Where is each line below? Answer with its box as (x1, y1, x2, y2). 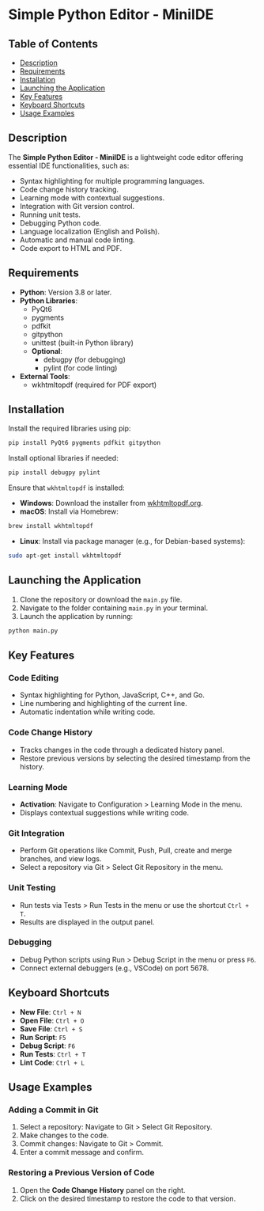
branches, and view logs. (19, 854, 102, 864)
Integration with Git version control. (19, 201, 135, 211)
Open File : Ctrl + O (19, 1015, 85, 1025)
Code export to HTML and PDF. (19, 243, 123, 252)
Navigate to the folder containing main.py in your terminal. (19, 603, 208, 613)
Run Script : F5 (19, 1032, 66, 1042)
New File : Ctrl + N (19, 1007, 81, 1016)
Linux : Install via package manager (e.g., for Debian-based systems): (19, 537, 246, 546)
